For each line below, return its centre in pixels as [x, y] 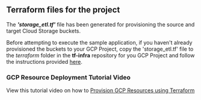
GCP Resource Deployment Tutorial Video [69, 77]
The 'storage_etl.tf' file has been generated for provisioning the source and [100, 24]
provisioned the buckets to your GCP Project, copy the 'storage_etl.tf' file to [100, 49]
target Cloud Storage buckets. [44, 31]
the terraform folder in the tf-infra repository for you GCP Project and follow [100, 55]
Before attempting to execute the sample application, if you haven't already [99, 42]
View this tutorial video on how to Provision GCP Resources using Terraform [100, 90]
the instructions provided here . [45, 61]
